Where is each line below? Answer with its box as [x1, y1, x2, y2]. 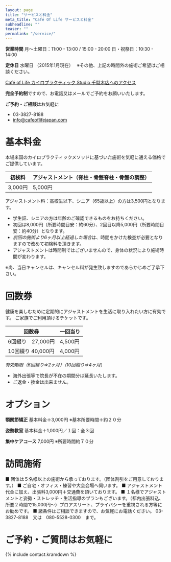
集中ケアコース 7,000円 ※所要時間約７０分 [5, 438, 94, 444]
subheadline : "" [5, 21, 40, 27]
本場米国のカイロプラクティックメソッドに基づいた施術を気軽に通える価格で [5, 154, 166, 160]
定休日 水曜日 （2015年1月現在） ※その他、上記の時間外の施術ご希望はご [5, 62, 160, 68]
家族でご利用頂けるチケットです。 [19, 315, 91, 321]
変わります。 [21, 253, 48, 260]
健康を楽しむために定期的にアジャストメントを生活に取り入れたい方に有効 [5, 308, 162, 314]
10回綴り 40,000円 [8, 347, 55, 355]
